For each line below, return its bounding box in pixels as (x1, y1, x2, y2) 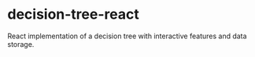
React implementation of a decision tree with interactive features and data (7, 31, 247, 41)
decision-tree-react (7, 5, 139, 23)
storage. (7, 39, 35, 48)
